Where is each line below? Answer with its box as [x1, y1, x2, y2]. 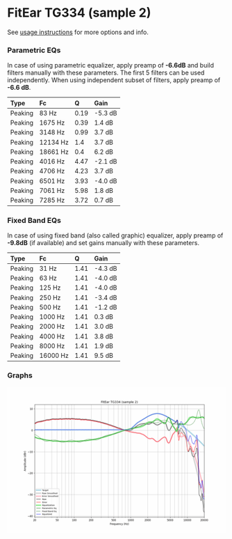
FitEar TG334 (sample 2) [7, 5, 151, 21]
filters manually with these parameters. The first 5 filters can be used [7, 68, 205, 77]
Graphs [7, 370, 33, 380]
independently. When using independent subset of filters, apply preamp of [7, 76, 221, 84]
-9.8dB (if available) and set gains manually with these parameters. [7, 239, 200, 247]
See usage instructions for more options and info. [7, 28, 149, 36]
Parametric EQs [7, 45, 61, 55]
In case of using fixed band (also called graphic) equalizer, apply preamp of [7, 231, 224, 240]
